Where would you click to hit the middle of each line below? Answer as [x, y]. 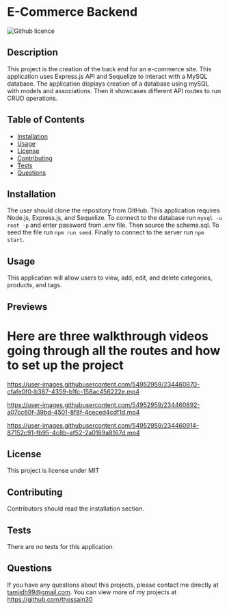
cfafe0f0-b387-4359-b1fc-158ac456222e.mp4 [73, 391]
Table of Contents [46, 120]
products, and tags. [35, 285]
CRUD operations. [32, 98]
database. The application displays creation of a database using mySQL [108, 84]
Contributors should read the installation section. [76, 509]
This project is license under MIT [53, 471]
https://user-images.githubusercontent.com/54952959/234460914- [103, 425]
